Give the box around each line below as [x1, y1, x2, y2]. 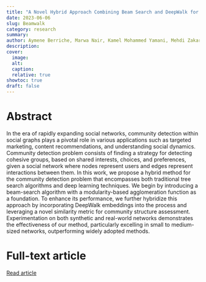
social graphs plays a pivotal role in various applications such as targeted [6, 136, 191, 143]
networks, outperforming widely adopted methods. [21, 227, 150, 235]
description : [6, 44, 40, 50]
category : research [6, 26, 56, 32]
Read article [6, 269, 37, 276]
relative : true [12, 72, 51, 78]
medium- [171, 221, 194, 228]
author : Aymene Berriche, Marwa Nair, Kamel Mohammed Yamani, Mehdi [6, 37, 185, 44]
